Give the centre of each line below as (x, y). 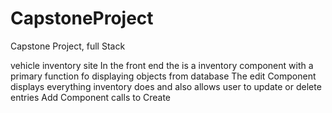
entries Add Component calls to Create (91, 97)
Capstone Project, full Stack (68, 46)
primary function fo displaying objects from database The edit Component (163, 76)
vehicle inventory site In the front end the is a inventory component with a (162, 65)
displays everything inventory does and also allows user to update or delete (166, 86)
